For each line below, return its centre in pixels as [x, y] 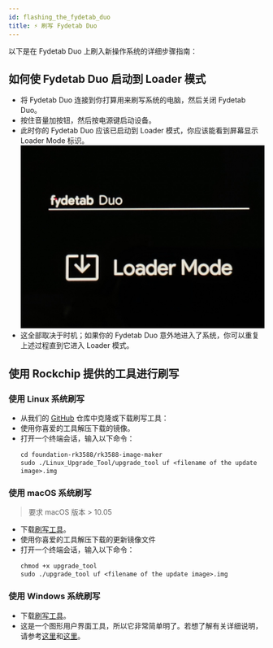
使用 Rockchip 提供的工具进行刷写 [94, 374]
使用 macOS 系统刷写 [50, 494]
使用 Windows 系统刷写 [54, 596]
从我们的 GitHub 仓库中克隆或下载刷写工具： [94, 418]
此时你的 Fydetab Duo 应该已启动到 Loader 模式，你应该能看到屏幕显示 [139, 131]
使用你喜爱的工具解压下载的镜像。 [77, 428]
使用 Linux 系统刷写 [47, 398]
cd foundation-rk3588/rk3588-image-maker [91, 455]
